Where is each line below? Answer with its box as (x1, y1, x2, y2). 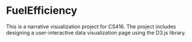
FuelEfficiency (6, 4, 78, 17)
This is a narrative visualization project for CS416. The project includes (6, 23, 176, 30)
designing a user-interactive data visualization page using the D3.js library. (6, 29, 186, 36)
